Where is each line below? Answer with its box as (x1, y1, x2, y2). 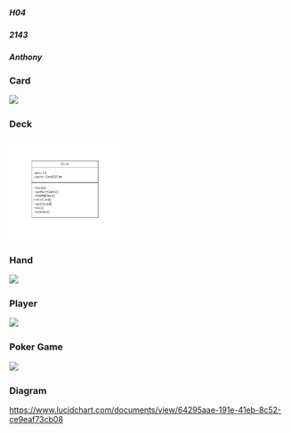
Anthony (9, 52, 43, 62)
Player (9, 298, 38, 310)
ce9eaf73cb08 (9, 414, 64, 425)
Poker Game (9, 341, 64, 353)
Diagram (9, 384, 47, 397)
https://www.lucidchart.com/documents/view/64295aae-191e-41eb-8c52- (9, 405, 282, 415)
